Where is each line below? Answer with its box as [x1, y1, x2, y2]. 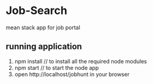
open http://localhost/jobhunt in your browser [14, 71, 130, 78]
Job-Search [6, 4, 68, 18]
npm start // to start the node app [14, 64, 99, 71]
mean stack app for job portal [6, 24, 81, 31]
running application [6, 41, 82, 52]
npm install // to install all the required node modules [14, 57, 147, 65]
